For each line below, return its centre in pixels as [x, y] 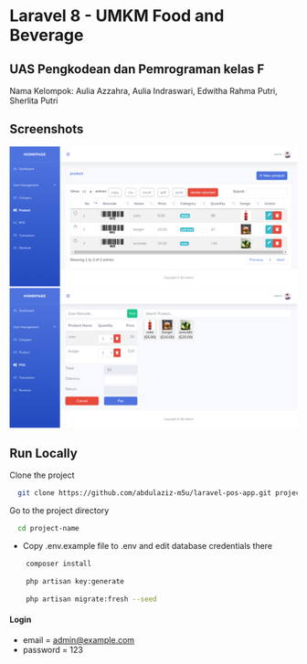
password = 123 [53, 649]
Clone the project [42, 475]
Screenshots [47, 129]
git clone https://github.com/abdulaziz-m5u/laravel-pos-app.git [145, 493]
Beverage [47, 35]
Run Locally [43, 453]
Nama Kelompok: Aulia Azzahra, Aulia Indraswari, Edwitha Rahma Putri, [144, 91]
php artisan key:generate [75, 581]
